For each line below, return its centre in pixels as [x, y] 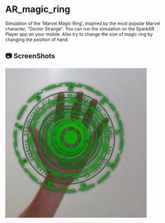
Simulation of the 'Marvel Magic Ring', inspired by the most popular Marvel [83, 23]
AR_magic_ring [38, 9]
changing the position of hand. [37, 40]
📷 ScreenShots [30, 56]
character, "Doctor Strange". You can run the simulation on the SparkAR [80, 28]
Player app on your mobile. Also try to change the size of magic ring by [79, 34]
